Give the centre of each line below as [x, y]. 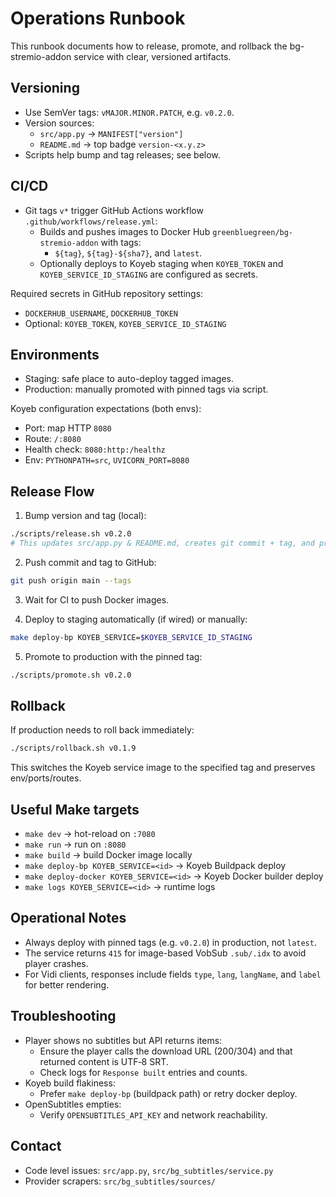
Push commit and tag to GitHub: [90, 562]
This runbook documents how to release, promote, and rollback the [149, 46]
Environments [55, 354]
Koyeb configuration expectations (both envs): [106, 409]
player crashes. [56, 963]
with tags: [121, 242]
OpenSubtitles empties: [73, 1104]
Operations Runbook [98, 18]
